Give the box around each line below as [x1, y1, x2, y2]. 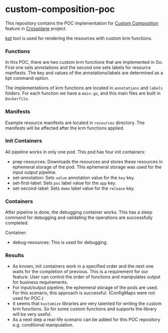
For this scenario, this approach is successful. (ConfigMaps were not [12, 290, 155, 296]
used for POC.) [12, 295, 44, 301]
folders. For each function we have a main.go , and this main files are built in [5, 90, 161, 96]
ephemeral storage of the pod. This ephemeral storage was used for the [12, 164, 162, 170]
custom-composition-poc [5, 4, 115, 15]
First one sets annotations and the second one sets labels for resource [5, 64, 151, 71]
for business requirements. [12, 279, 69, 285]
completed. [5, 220, 29, 226]
